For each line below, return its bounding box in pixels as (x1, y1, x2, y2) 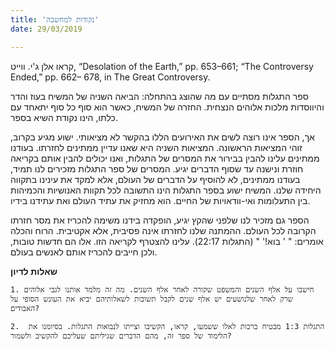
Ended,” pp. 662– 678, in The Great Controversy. (10, 71, 211, 83)
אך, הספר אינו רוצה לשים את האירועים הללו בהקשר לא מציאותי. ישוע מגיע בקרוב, (10, 131, 315, 143)
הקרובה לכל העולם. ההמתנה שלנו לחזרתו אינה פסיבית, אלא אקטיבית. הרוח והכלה (10, 224, 317, 236)
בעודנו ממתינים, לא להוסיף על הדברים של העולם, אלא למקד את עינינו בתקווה (10, 173, 301, 185)
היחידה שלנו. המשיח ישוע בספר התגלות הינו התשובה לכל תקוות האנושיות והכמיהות (10, 184, 322, 196)
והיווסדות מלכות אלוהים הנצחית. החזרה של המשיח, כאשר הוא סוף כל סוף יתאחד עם (10, 101, 325, 113)
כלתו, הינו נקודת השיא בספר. (10, 111, 118, 123)
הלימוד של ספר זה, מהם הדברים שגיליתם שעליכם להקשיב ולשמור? (10, 331, 232, 341)
